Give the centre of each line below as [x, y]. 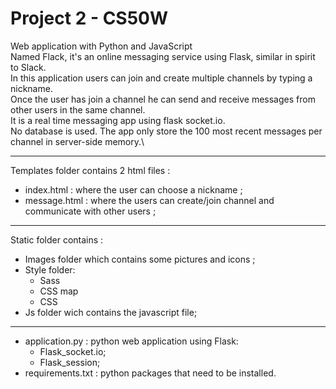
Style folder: [50, 269]
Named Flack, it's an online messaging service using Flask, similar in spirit [163, 56]
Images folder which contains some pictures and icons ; [140, 259]
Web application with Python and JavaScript [101, 46]
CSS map [59, 291]
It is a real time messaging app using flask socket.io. [118, 120]
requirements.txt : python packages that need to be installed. [150, 373]
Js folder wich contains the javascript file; [111, 312]
